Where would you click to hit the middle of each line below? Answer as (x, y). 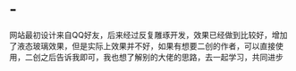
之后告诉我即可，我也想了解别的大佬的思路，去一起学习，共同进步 (161, 57)
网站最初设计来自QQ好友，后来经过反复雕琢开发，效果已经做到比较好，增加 (148, 35)
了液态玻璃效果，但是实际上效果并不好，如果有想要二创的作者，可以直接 (142, 46)
